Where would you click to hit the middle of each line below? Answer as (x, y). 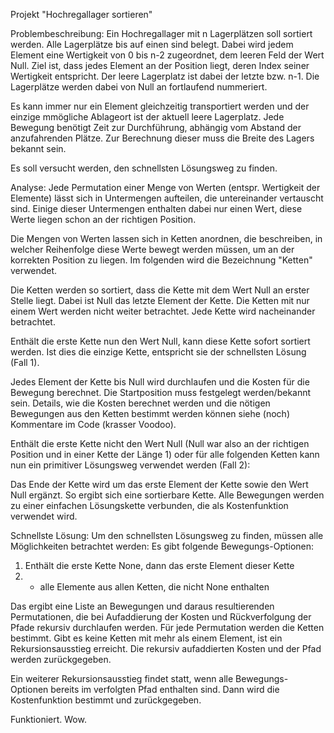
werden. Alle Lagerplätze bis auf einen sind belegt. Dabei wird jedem (152, 44)
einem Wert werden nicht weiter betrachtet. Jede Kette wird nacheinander (163, 311)
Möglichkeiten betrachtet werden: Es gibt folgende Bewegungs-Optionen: (162, 546)
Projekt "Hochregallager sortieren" (81, 14)
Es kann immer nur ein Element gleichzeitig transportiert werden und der (160, 106)
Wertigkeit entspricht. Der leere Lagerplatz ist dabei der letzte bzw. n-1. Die (165, 76)
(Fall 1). (25, 362)
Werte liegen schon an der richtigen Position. (103, 219)
